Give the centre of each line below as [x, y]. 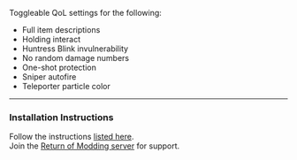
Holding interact [51, 39]
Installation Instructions [61, 117]
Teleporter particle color [66, 86]
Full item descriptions [61, 30]
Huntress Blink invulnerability [75, 49]
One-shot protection [59, 67]
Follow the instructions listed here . [72, 137]
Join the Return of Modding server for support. [95, 146]
